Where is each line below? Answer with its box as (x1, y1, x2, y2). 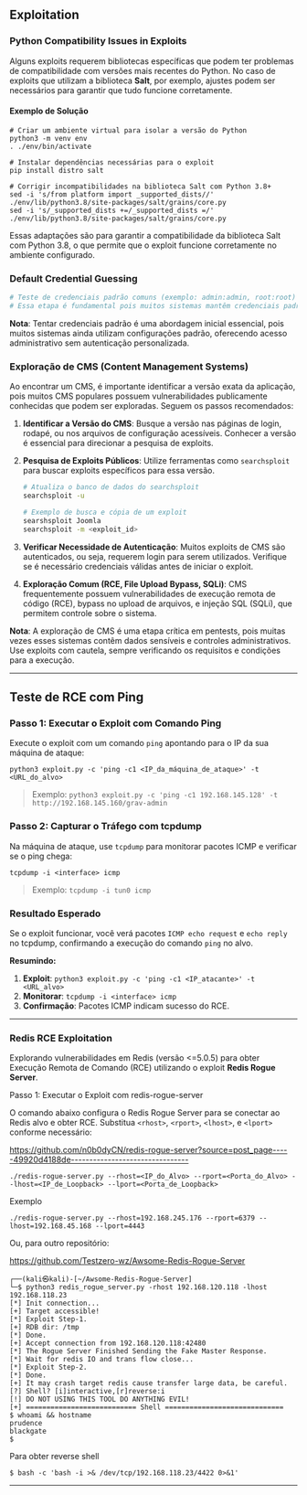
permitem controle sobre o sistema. (22, 607, 157, 618)
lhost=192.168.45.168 (9, 1222, 92, 1231)
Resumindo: (9, 955, 57, 966)
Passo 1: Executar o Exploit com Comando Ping (9, 717, 222, 730)
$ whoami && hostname (9, 1411, 92, 1420)
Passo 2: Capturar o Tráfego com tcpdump (9, 820, 203, 833)
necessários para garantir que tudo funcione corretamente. (9, 84, 233, 95)
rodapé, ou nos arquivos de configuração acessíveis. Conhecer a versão (22, 428, 297, 439)
